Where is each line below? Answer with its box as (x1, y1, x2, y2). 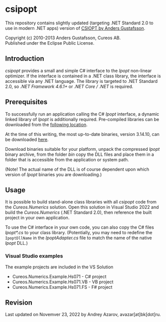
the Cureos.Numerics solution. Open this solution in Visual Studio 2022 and (5, 204, 159, 210)
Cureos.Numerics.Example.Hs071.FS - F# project (12, 284, 112, 290)
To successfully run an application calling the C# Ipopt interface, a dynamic (5, 111, 160, 117)
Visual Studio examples (5, 253, 63, 259)
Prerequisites (5, 98, 48, 106)
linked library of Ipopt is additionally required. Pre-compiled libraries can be (5, 116, 160, 122)
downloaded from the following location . (5, 122, 88, 128)
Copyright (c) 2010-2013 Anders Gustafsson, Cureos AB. (5, 35, 121, 41)
